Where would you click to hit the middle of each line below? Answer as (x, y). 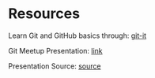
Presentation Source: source (55, 66)
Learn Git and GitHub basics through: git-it (77, 35)
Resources (44, 14)
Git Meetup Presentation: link (55, 50)
